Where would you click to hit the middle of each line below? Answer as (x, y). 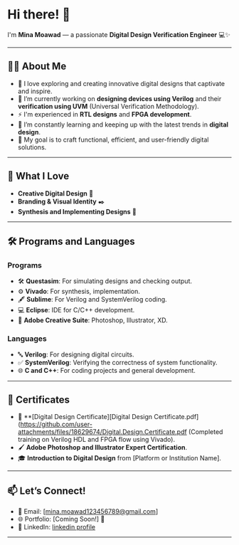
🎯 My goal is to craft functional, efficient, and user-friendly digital (113, 139)
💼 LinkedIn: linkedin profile (57, 527)
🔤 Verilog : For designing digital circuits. (76, 354)
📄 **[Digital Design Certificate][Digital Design (85, 417)
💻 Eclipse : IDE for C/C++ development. (76, 310)
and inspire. (35, 91)
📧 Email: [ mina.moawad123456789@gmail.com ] (88, 512)
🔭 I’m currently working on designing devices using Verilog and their (119, 98)
